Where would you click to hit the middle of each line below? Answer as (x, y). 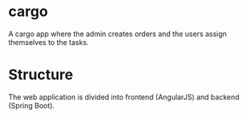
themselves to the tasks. (49, 42)
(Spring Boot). (31, 105)
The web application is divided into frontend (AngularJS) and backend (124, 97)
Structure (41, 75)
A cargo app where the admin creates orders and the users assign (117, 34)
